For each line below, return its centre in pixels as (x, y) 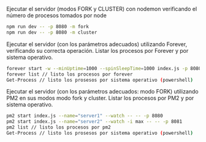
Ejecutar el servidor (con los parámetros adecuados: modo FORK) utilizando (102, 92)
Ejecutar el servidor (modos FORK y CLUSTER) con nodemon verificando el (102, 9)
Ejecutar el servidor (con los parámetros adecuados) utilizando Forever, (97, 44)
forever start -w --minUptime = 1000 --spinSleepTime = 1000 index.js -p (97, 68)
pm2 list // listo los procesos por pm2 (59, 128)
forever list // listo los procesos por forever (70, 74)
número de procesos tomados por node (57, 15)
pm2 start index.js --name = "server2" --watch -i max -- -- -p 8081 (94, 122)
